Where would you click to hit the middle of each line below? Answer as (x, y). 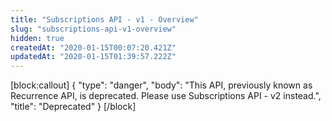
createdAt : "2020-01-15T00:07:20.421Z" (93, 47)
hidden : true (37, 38)
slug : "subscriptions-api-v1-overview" (93, 29)
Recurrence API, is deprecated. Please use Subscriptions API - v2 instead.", (166, 96)
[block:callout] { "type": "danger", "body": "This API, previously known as (161, 85)
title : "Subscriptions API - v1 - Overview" (104, 19)
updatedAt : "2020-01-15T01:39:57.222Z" (93, 57)
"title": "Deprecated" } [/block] (73, 107)
